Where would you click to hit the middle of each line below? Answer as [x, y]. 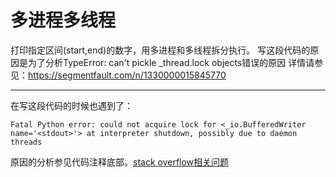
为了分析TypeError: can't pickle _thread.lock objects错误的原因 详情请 [171, 62]
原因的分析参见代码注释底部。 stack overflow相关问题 [120, 162]
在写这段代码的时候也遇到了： [71, 105]
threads [26, 142]
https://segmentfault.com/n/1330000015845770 [127, 75]
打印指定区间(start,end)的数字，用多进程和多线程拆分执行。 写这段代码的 [160, 50]
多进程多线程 [63, 20]
